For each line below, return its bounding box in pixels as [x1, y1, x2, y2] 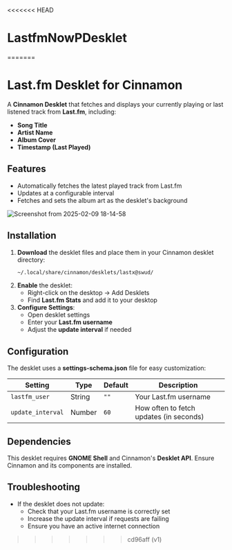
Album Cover [17, 135, 57, 144]
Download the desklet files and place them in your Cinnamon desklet [17, 248, 214, 256]
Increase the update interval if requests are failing [27, 514, 169, 522]
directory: [17, 256, 46, 264]
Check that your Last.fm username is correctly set [27, 507, 171, 515]
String [70, 392, 90, 402]
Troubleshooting [7, 481, 81, 493]
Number [70, 408, 97, 418]
